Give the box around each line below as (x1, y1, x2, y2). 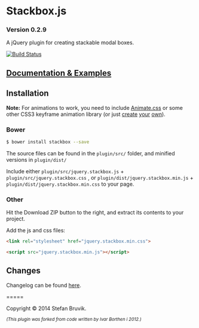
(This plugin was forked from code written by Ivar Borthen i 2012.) (6, 316, 142, 322)
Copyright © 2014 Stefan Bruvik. (6, 305, 87, 312)
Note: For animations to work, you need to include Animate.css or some (6, 104, 183, 111)
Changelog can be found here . (6, 281, 82, 289)
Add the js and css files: (6, 227, 66, 234)
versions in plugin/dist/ (6, 156, 67, 163)
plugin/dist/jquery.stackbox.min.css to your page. (6, 180, 134, 188)
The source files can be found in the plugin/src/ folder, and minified (6, 149, 175, 157)
